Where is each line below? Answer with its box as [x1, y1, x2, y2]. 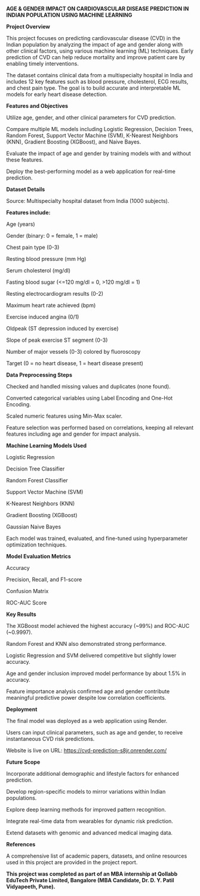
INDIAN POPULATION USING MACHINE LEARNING [6, 11, 133, 19]
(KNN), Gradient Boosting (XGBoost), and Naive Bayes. [6, 138, 141, 145]
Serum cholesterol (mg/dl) [6, 267, 70, 274]
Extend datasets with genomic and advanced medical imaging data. [6, 829, 173, 836]
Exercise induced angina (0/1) [6, 314, 79, 320]
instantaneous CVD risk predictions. [6, 736, 95, 742]
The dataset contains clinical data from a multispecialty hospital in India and [6, 72, 193, 78]
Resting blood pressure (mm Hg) [6, 256, 87, 262]
